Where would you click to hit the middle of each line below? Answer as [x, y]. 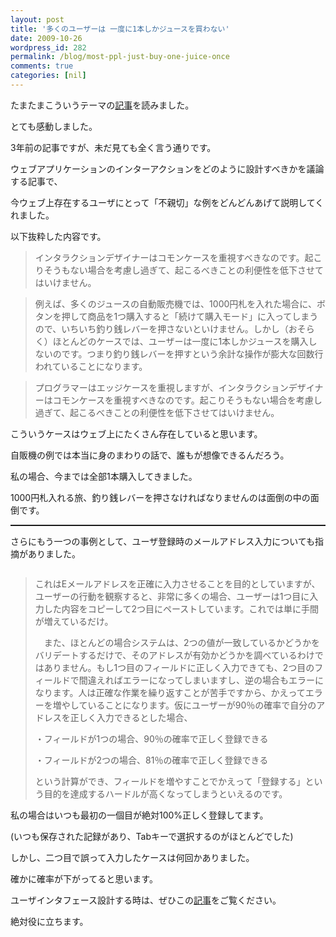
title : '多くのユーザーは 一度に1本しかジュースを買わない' [120, 29]
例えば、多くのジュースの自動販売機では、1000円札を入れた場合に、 [175, 303]
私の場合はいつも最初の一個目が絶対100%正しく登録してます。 [139, 815]
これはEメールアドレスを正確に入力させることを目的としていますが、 [177, 583]
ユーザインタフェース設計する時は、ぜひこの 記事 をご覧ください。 [146, 900]
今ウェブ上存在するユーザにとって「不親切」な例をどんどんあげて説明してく [167, 202]
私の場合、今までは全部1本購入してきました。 [104, 476]
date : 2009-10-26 [46, 38]
